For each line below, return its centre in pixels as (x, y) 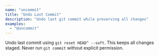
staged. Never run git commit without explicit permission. (64, 48)
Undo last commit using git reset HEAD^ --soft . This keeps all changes (79, 42)
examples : (15, 24)
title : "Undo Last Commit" (33, 14)
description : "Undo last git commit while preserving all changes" (77, 19)
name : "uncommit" (23, 10)
